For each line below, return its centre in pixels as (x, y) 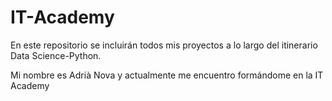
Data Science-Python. (56, 55)
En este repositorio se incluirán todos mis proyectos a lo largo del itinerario (164, 45)
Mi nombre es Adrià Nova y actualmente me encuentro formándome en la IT (167, 75)
